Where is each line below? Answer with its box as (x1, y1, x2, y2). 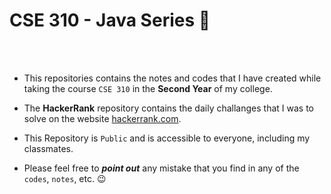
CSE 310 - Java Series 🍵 (9, 9, 211, 32)
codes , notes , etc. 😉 (23, 172, 107, 184)
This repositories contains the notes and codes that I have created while (23, 72, 322, 84)
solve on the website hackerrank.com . (23, 112, 182, 124)
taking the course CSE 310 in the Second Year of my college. (23, 82, 273, 94)
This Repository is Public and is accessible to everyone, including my (23, 132, 311, 144)
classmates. (23, 142, 74, 154)
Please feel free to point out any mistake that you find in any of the (23, 162, 300, 174)
